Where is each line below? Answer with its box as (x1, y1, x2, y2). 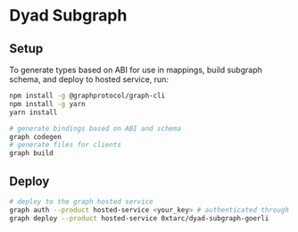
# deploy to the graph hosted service (9, 197, 153, 206)
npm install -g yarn (9, 99, 87, 108)
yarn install (9, 108, 58, 117)
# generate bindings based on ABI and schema (9, 124, 181, 133)
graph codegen (9, 132, 62, 141)
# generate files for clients (9, 140, 122, 150)
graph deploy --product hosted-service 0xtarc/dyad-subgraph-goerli (9, 213, 269, 223)
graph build (9, 149, 54, 158)
